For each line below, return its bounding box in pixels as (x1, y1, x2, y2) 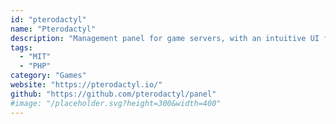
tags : (10, 42, 33, 53)
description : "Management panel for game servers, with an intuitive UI (10, 33, 320, 43)
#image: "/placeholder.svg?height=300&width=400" (10, 98, 222, 108)
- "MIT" (19, 52, 52, 62)
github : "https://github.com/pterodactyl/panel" (10, 89, 217, 99)
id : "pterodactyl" (10, 14, 87, 25)
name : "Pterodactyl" (10, 24, 97, 34)
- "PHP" (19, 61, 52, 71)
